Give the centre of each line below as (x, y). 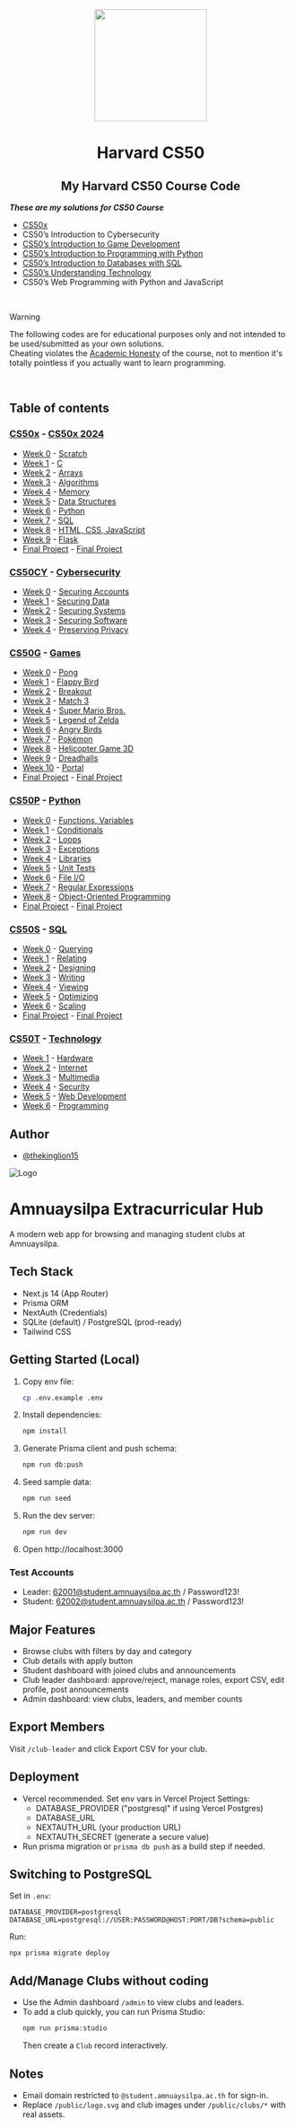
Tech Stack (41, 1272)
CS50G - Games (45, 652)
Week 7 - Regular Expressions (78, 886)
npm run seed (47, 1499)
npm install (44, 1431)
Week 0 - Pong (50, 673)
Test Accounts (42, 1572)
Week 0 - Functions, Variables (78, 820)
